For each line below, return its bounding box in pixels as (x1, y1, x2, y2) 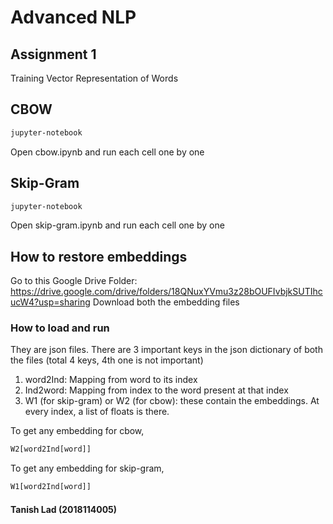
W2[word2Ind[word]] (10, 444, 92, 455)
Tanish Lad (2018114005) (10, 503, 118, 515)
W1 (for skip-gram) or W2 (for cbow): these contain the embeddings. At (24, 395, 320, 407)
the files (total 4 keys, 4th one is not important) (10, 354, 204, 366)
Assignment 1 (10, 46, 97, 63)
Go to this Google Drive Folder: (10, 275, 138, 287)
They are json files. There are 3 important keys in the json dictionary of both (10, 344, 323, 356)
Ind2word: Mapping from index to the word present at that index (24, 384, 289, 396)
